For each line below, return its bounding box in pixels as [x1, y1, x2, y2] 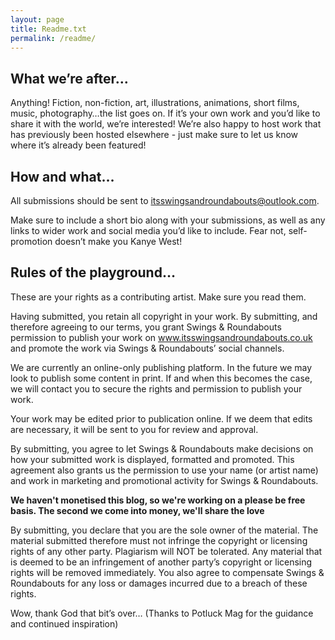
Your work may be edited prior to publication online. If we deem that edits [10, 412, 313, 425]
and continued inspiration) [10, 617, 119, 630]
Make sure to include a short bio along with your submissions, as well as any [10, 214, 326, 226]
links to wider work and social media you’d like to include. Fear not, [10, 225, 287, 236]
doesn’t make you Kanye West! [54, 236, 183, 247]
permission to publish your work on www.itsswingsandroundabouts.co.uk [10, 331, 313, 343]
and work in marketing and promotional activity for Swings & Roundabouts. [10, 474, 319, 486]
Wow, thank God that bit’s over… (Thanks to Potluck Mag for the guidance [10, 607, 314, 619]
